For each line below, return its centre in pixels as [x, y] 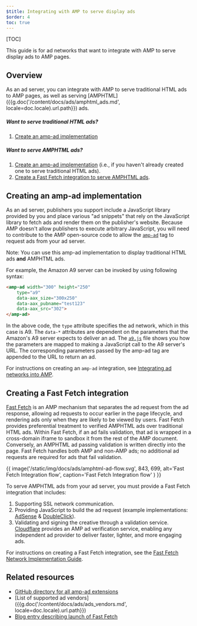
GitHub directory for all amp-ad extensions [66, 591]
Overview [24, 75]
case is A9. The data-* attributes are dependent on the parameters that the [97, 332]
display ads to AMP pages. [39, 57]
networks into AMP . [30, 374]
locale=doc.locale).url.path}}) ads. [48, 108]
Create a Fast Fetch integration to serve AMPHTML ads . [82, 178]
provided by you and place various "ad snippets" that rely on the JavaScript [98, 216]
